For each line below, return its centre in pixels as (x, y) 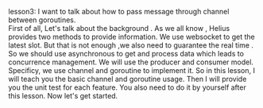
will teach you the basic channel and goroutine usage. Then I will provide (128, 79)
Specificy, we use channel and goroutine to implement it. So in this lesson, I (132, 70)
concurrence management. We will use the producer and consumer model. (131, 62)
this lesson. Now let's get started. (63, 96)
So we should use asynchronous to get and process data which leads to (126, 54)
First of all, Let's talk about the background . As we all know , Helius (119, 28)
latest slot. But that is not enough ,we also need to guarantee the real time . (131, 45)
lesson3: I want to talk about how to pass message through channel (119, 12)
